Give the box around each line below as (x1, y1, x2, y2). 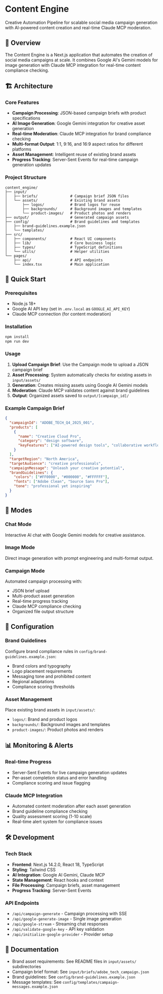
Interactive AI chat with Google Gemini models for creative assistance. (5, 532, 146, 538)
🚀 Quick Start (5, 275, 46, 284)
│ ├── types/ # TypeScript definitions (5, 245, 123, 249)
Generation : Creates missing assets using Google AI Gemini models (12, 382, 148, 388)
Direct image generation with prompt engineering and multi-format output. (5, 555, 154, 561)
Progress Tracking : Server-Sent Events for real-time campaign (12, 157, 138, 163)
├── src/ (5, 232, 23, 237)
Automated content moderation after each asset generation (12, 803, 131, 809)
